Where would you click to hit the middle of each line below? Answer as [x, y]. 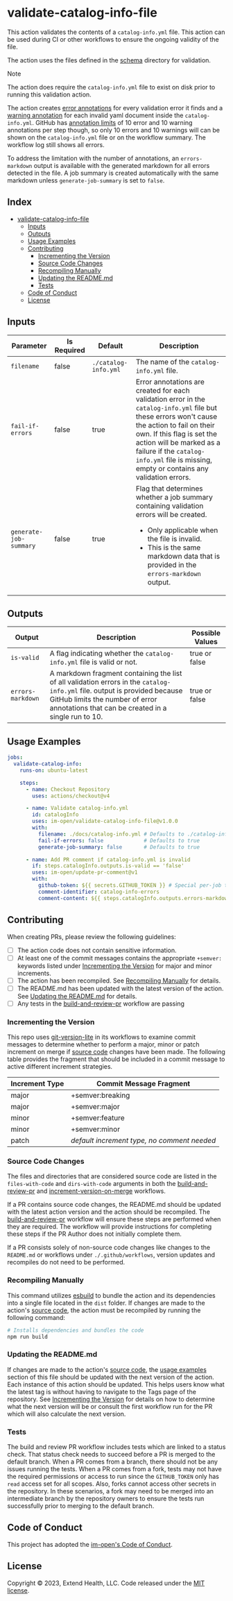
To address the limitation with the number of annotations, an [93, 158]
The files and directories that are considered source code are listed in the [112, 1176]
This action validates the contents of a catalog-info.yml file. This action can [116, 32]
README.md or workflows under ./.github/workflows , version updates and [111, 1255]
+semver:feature [97, 1118]
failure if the [155, 451]
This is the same [174, 548]
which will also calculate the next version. [67, 1414]
